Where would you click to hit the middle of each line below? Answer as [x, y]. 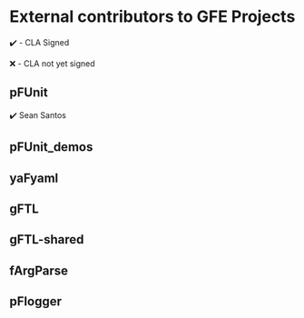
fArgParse [39, 270]
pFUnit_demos [51, 147]
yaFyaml [34, 178]
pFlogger [35, 302]
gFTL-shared [47, 239]
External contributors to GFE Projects [152, 17]
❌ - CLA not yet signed [52, 63]
